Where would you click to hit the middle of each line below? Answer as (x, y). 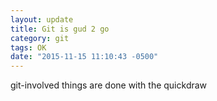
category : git (40, 38)
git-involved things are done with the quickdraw (109, 85)
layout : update (42, 19)
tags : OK (28, 47)
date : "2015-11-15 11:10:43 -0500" (84, 57)
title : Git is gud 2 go (60, 29)
